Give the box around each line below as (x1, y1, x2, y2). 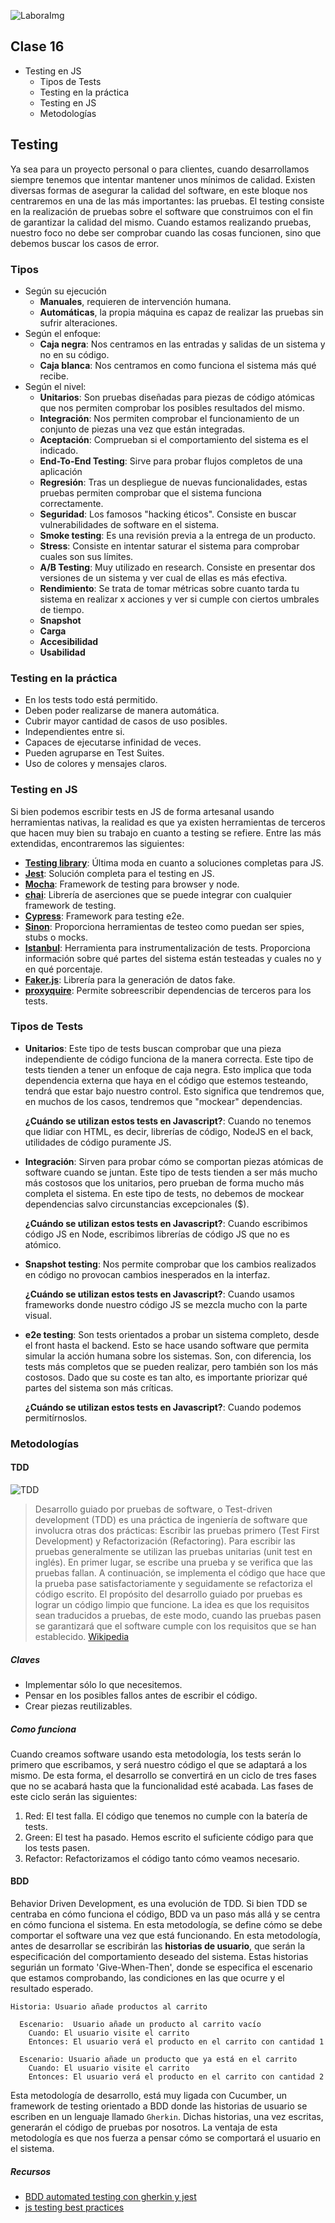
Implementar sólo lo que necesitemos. (24, 1678, 183, 1690)
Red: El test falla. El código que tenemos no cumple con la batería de (24, 1810, 308, 1822)
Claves (10, 1653, 40, 1665)
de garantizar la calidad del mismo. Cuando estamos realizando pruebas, (10, 216, 312, 228)
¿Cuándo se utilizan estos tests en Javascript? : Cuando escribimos (24, 1217, 308, 1229)
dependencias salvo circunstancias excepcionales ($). (24, 1198, 250, 1210)
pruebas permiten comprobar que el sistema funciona (39, 486, 262, 499)
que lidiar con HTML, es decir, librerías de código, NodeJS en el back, (24, 1125, 314, 1137)
